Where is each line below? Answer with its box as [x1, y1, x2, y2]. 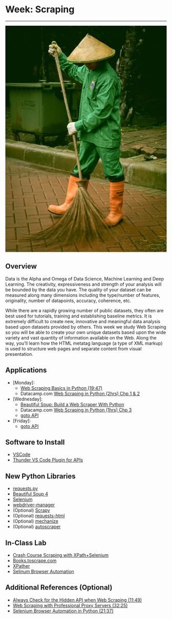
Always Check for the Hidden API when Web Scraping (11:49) [12, 596, 142, 603]
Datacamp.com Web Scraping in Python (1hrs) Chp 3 [20, 407, 132, 413]
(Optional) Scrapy [12, 507, 50, 513]
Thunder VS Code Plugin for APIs [12, 457, 83, 463]
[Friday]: [12, 417, 31, 424]
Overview [5, 262, 37, 271]
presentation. [5, 351, 33, 357]
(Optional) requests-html [12, 513, 65, 519]
